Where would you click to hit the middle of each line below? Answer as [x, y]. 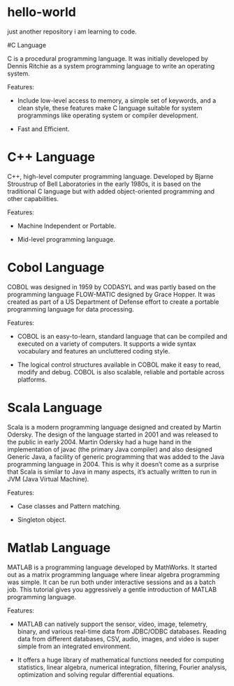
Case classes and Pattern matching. [69, 506]
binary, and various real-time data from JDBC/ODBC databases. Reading [122, 631]
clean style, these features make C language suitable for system [110, 108]
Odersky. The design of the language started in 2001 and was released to [113, 435]
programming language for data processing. [71, 309]
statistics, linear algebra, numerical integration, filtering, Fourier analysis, [122, 667]
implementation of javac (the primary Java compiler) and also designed [110, 449]
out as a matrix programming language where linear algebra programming [114, 574]
